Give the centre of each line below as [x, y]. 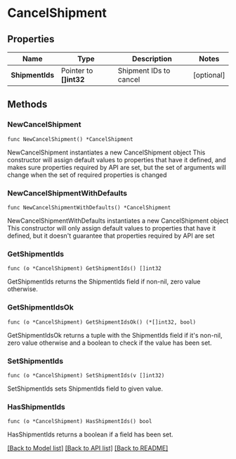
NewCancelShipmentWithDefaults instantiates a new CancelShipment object [118, 221]
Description [152, 59]
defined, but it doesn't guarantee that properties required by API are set [111, 235]
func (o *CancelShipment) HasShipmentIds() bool [80, 422]
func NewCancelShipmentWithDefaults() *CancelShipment [89, 207]
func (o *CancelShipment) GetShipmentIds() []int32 [84, 269]
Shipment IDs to [144, 71]
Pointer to [77, 71]
